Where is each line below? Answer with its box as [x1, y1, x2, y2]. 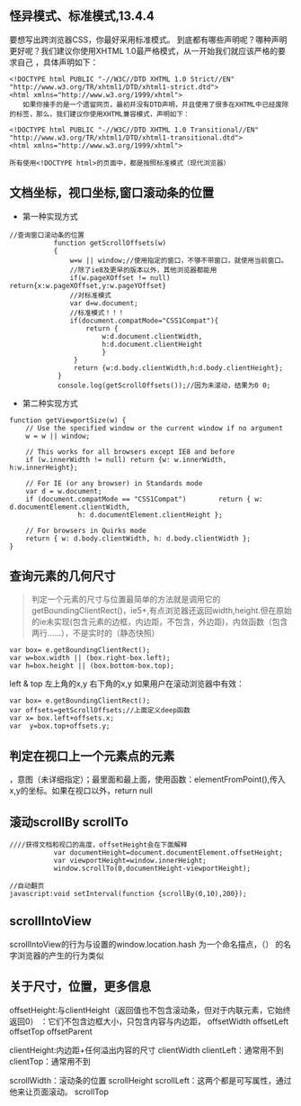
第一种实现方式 [22, 211, 78, 222]
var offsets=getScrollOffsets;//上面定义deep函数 [9, 706, 190, 715]
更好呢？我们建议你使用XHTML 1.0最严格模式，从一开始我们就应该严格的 [9, 45, 279, 56]
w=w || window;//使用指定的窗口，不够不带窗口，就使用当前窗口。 [69, 256, 288, 265]
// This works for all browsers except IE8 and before [25, 447, 235, 457]
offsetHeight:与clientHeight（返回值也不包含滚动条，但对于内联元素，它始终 [9, 1004, 291, 1015]
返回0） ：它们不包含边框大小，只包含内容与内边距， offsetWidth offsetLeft [9, 1016, 289, 1027]
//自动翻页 [9, 882, 45, 891]
